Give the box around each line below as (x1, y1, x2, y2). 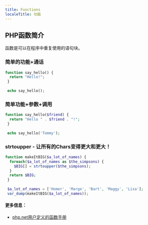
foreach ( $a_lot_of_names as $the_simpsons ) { (9, 159, 104, 164)
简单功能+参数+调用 (5, 101, 52, 108)
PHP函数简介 (5, 31, 44, 39)
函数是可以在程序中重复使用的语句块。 (5, 45, 82, 51)
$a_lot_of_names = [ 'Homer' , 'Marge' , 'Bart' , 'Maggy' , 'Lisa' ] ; (7, 187, 144, 192)
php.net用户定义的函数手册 (12, 214, 67, 220)
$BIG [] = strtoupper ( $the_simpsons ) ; (14, 164, 91, 169)
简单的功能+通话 (5, 58, 44, 65)
